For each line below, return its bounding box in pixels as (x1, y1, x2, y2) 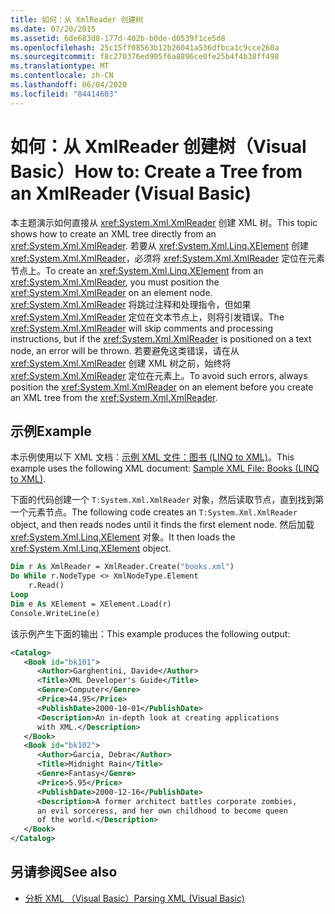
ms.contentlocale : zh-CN (10, 71, 114, 81)
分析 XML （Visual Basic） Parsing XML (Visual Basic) (24, 892, 245, 904)
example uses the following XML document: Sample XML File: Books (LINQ (10, 462, 320, 475)
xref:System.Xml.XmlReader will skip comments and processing (10, 322, 274, 334)
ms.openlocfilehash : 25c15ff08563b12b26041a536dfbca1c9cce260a (10, 42, 280, 53)
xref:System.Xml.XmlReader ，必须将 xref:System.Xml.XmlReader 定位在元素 (10, 252, 326, 264)
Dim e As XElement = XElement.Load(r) (10, 599, 172, 609)
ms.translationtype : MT (10, 61, 110, 71)
